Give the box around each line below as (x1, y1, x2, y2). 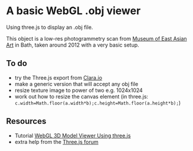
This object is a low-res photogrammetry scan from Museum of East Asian (6, 35, 187, 42)
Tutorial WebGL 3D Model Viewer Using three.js (14, 132, 131, 139)
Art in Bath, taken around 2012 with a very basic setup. (6, 41, 140, 48)
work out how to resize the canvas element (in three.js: (14, 93, 149, 100)
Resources (6, 116, 47, 126)
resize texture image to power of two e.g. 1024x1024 (14, 87, 143, 94)
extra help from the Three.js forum (14, 138, 99, 145)
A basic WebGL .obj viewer (6, 4, 141, 18)
